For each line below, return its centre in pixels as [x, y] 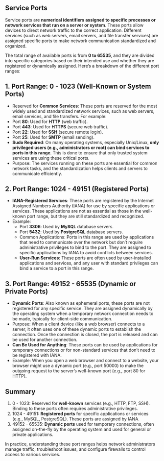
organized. [16, 46]
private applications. [33, 435]
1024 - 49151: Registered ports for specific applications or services [80, 414]
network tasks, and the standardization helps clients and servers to [80, 168]
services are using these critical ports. [51, 158]
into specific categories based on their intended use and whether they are [80, 60]
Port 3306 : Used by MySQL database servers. [67, 227]
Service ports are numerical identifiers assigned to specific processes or [80, 20]
